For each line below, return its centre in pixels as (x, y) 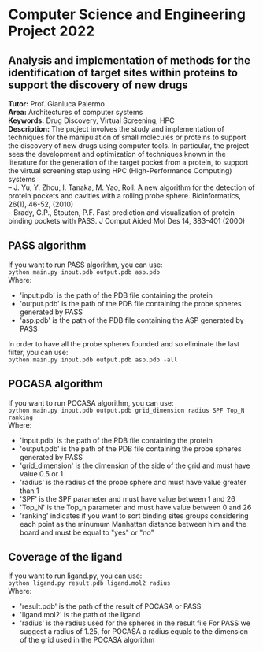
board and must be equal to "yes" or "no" (87, 532)
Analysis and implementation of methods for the (129, 60)
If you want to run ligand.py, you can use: (75, 576)
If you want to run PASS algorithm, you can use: (85, 265)
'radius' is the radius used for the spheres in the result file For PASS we (135, 623)
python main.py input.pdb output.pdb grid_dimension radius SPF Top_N (126, 410)
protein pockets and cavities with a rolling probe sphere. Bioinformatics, (125, 196)
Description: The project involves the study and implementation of (116, 129)
